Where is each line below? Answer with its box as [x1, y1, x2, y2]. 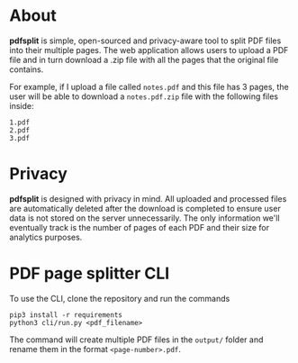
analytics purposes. [9, 231, 83, 242]
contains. [9, 64, 44, 75]
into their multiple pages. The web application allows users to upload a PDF [9, 44, 289, 55]
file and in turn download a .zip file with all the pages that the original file [9, 54, 279, 65]
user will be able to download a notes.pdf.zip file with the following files [9, 91, 279, 102]
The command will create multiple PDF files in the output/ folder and [9, 334, 264, 345]
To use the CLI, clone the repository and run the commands [9, 293, 230, 304]
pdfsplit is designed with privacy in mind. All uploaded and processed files [9, 193, 287, 204]
